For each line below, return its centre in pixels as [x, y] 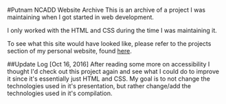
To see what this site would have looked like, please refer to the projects [109, 43]
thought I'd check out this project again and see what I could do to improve [113, 71]
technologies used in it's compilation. [60, 93]
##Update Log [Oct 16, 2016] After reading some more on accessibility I [109, 64]
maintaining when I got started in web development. [81, 17]
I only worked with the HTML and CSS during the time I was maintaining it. [112, 30]
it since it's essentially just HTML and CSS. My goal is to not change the [109, 79]
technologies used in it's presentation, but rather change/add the [99, 86]
